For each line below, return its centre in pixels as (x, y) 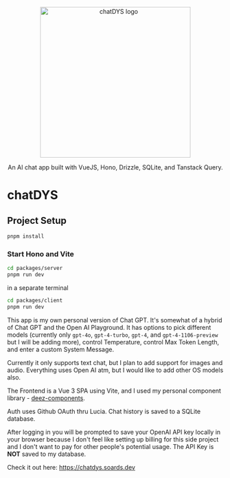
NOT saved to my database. (47, 454)
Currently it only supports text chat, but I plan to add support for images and (115, 362)
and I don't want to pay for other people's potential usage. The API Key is (111, 446)
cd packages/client (35, 300)
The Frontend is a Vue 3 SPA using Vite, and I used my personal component (114, 391)
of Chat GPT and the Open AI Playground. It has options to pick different (109, 327)
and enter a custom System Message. (61, 349)
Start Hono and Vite (41, 253)
